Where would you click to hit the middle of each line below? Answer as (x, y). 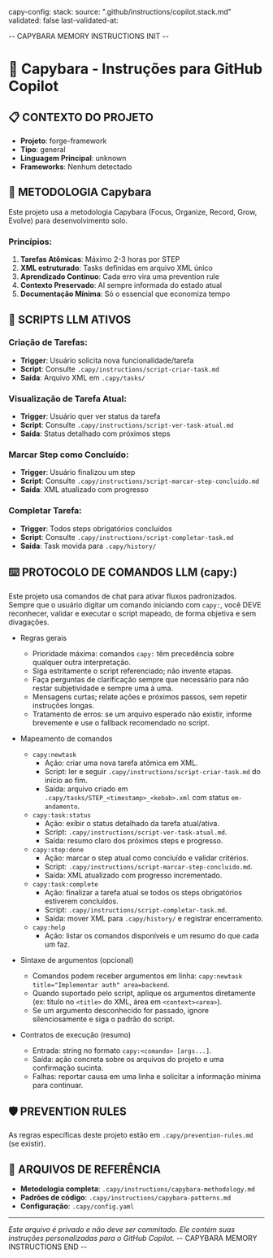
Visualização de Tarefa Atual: (68, 398)
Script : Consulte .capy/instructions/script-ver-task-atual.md (127, 425)
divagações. (29, 622)
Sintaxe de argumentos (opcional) (77, 960)
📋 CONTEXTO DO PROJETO (81, 117)
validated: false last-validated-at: (64, 20)
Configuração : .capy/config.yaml (77, 1206)
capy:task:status (62, 815)
